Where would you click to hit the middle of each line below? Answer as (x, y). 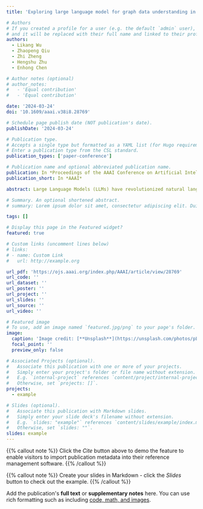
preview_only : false (37, 350)
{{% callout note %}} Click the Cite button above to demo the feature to (95, 451)
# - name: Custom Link (35, 255)
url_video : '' (24, 311)
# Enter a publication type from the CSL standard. (72, 151)
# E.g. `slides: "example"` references (59, 422)
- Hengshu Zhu (29, 62)
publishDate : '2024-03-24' (40, 128)
